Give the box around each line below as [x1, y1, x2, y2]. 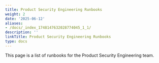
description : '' [5, 30, 38, 35]
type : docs [5, 39, 28, 44]
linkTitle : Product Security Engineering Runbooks [5, 35, 111, 40]
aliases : [5, 21, 23, 26]
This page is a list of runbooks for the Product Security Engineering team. [5, 52, 154, 58]
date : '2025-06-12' [5, 16, 45, 21]
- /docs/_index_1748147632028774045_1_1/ [5, 25, 92, 30]
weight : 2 [5, 12, 26, 17]
